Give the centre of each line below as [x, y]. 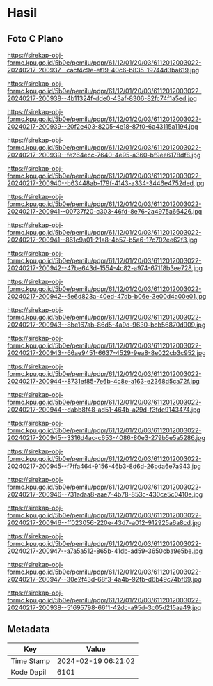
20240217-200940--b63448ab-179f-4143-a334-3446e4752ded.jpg [106, 183]
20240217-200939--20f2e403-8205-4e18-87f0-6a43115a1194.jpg [103, 126]
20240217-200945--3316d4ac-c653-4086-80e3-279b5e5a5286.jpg [106, 438]
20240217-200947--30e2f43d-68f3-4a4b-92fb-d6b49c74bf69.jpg [104, 579]
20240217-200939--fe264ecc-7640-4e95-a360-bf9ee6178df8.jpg [104, 155]
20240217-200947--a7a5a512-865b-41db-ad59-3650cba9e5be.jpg [105, 551]
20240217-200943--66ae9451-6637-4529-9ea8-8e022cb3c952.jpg [107, 353]
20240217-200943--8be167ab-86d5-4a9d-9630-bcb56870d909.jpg [106, 325]
